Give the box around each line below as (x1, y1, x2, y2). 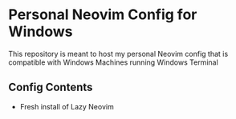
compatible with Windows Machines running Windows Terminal (8, 58, 218, 67)
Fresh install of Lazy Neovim (19, 101, 114, 111)
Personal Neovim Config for (8, 6, 197, 24)
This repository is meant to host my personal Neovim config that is (8, 49, 229, 58)
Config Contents (8, 81, 93, 94)
